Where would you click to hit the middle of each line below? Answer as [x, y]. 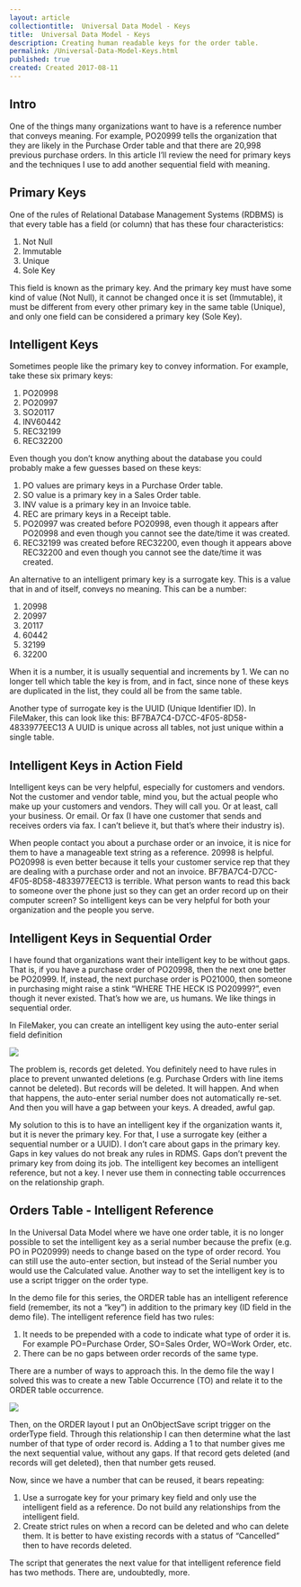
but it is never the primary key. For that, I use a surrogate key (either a [138, 1134]
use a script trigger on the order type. [79, 1280]
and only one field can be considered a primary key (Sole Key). [126, 316]
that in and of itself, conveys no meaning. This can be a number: [128, 589]
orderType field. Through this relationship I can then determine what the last [150, 1434]
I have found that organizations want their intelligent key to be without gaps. [150, 959]
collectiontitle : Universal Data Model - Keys [100, 26]
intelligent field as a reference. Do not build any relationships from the [151, 1507]
